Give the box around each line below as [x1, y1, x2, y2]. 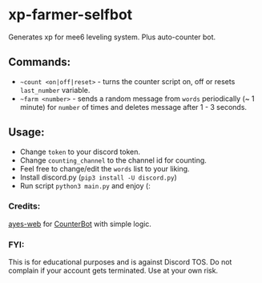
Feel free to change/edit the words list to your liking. [19, 164, 190, 173]
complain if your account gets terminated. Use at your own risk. [8, 266, 219, 276]
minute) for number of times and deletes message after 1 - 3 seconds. [19, 102, 247, 111]
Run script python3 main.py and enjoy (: [19, 180, 151, 190]
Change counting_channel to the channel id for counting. [19, 155, 207, 165]
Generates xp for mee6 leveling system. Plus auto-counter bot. [8, 32, 216, 42]
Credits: [8, 200, 41, 212]
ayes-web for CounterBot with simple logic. [8, 219, 152, 228]
